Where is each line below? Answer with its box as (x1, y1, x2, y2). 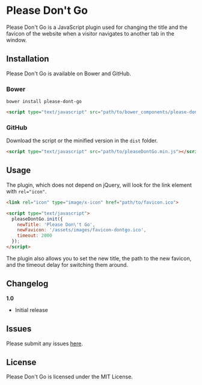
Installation (6, 54, 49, 64)
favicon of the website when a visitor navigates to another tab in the (6, 30, 174, 37)
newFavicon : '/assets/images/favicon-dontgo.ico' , (17, 227, 147, 233)
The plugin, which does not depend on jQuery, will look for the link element (6, 181, 192, 189)
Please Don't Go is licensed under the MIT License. (6, 373, 133, 380)
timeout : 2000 (17, 233, 52, 239)
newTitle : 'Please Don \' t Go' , (17, 221, 96, 228)
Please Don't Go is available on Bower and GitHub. (6, 70, 131, 77)
